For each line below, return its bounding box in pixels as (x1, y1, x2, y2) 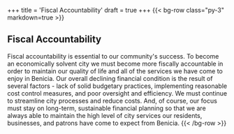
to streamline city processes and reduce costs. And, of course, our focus (7, 96, 218, 105)
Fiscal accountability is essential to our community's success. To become (7, 52, 219, 60)
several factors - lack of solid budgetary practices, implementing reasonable (7, 82, 228, 90)
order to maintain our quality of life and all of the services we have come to (7, 66, 224, 75)
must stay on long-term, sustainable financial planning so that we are (7, 104, 206, 112)
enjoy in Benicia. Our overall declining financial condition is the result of (7, 74, 213, 82)
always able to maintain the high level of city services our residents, (7, 111, 203, 119)
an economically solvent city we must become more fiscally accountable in (7, 59, 224, 68)
